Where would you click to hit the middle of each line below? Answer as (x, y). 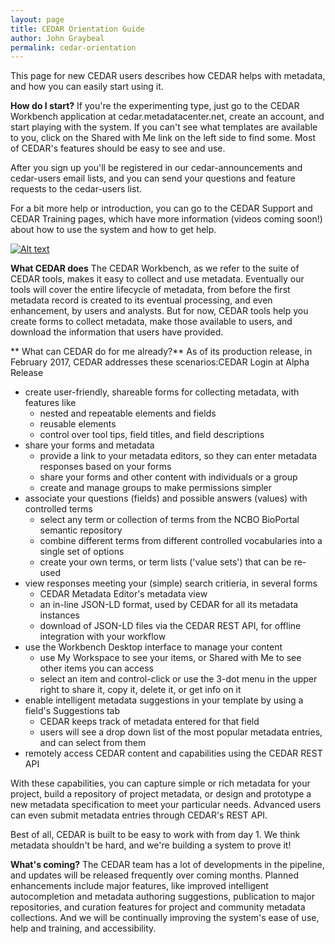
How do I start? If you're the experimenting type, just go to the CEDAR (155, 106)
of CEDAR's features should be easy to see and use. (118, 148)
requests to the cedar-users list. (76, 189)
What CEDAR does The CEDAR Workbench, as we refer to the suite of (155, 268)
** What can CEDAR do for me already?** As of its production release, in (161, 352)
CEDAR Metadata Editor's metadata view (123, 594)
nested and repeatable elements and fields (128, 413)
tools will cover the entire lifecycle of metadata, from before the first (150, 290)
